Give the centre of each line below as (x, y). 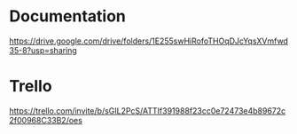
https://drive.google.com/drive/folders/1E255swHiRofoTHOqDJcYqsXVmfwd (148, 41)
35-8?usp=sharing (43, 50)
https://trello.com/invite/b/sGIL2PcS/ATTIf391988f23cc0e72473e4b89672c (148, 110)
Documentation (68, 16)
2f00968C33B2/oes (46, 120)
